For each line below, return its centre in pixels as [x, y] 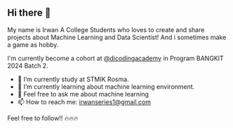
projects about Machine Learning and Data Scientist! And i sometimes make [117, 37]
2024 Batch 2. [28, 65]
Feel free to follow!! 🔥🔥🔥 [43, 118]
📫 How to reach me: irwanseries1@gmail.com [84, 101]
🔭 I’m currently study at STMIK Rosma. [73, 79]
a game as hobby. [33, 44]
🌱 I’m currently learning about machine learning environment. [106, 86]
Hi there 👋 [29, 13]
